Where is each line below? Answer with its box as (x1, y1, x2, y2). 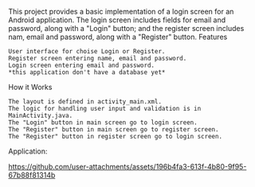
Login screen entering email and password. (8, 61, 155, 69)
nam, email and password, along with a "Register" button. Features (8, 32, 228, 41)
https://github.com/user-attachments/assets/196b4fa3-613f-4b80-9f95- (8, 162, 247, 171)
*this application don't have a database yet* (8, 68, 166, 76)
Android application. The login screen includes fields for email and (8, 15, 226, 25)
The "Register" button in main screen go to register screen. (8, 126, 219, 134)
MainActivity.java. (8, 111, 73, 119)
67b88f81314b (8, 170, 56, 180)
